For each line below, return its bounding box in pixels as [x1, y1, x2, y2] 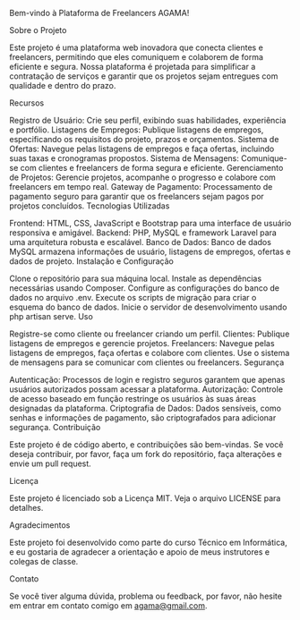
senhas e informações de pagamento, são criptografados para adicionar [9, 412, 277, 423]
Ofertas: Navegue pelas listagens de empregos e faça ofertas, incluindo [9, 143, 275, 154]
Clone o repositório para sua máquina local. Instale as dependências [9, 273, 262, 284]
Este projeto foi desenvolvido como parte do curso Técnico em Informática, [9, 537, 288, 548]
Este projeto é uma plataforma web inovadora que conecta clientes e [9, 42, 264, 53]
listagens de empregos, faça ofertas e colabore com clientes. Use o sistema [9, 348, 290, 358]
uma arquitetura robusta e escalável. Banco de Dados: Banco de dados [9, 237, 271, 247]
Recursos [9, 98, 45, 108]
